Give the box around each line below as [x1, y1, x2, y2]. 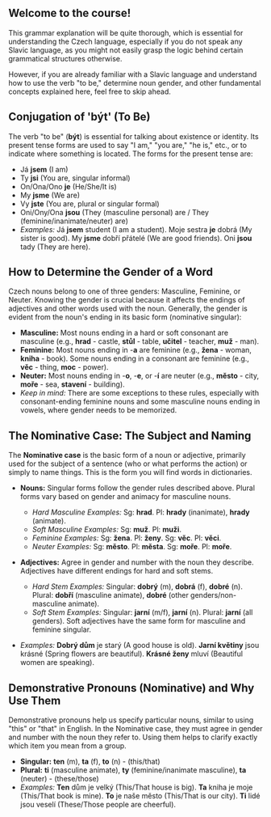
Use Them [8, 693, 61, 707]
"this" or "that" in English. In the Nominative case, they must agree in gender [8, 724, 264, 734]
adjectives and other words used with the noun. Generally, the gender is [8, 303, 248, 314]
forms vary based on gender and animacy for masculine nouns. [19, 492, 231, 502]
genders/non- [190, 591, 236, 600]
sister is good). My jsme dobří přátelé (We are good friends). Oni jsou [19, 233, 252, 243]
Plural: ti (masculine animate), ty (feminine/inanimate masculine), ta [19, 765, 247, 775]
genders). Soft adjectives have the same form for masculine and [31, 616, 246, 626]
